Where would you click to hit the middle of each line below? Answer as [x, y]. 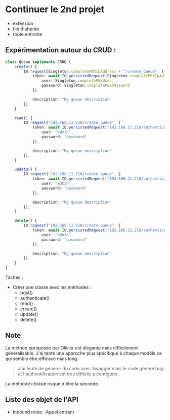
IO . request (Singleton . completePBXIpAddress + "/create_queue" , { [94, 71]
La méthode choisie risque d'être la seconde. [52, 383]
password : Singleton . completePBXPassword [86, 86]
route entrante [28, 34]
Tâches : [14, 277]
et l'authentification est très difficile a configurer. [68, 374]
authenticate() [35, 298]
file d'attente [26, 28]
